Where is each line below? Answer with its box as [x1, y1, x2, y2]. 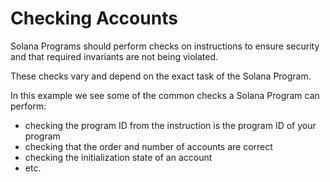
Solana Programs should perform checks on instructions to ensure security [10, 40, 320, 52]
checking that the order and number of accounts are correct [24, 140, 273, 152]
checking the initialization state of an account [24, 151, 213, 163]
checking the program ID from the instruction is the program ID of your [24, 119, 317, 131]
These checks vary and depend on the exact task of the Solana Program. [10, 70, 312, 82]
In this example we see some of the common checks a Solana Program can [10, 89, 320, 101]
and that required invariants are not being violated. [10, 50, 219, 62]
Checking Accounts [10, 7, 178, 30]
